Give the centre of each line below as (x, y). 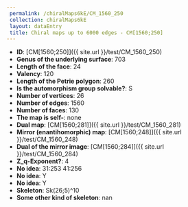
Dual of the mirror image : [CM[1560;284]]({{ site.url (90, 147)
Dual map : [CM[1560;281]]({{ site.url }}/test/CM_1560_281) (98, 125)
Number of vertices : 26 (50, 96)
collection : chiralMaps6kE (48, 20)
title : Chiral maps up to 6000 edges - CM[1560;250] (86, 33)
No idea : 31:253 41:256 (49, 169)
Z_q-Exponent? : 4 (43, 161)
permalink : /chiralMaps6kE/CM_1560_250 (67, 13)
